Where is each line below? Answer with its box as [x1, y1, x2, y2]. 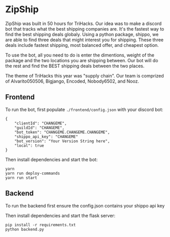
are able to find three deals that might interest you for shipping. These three [5, 37, 164, 43]
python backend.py [5, 227, 44, 232]
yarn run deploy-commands [5, 171, 60, 176]
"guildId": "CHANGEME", [14, 125, 65, 130]
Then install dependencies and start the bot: [5, 156, 98, 163]
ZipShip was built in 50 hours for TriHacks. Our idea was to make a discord [5, 20, 162, 27]
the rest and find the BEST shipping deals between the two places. [5, 63, 145, 69]
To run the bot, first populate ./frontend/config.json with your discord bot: [5, 106, 163, 113]
